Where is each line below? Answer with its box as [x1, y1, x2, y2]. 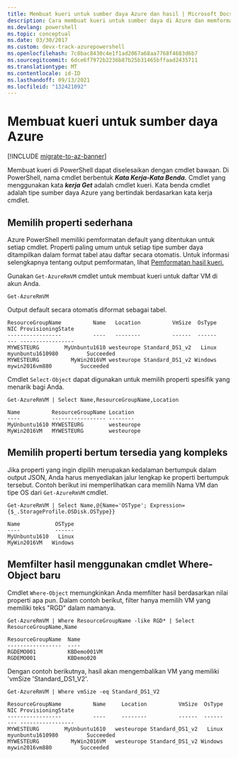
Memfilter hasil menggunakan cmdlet [7, 559, 177, 571]
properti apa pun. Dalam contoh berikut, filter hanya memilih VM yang [7, 595, 211, 604]
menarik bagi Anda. [7, 383, 64, 391]
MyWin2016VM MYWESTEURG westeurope [7, 427, 141, 434]
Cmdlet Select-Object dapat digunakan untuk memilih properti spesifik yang [7, 375, 230, 383]
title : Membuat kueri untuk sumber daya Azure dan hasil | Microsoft [7, 10, 217, 18]
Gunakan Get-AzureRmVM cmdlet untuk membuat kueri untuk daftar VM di [7, 272, 218, 280]
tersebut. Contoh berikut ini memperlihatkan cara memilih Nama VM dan [7, 480, 218, 489]
